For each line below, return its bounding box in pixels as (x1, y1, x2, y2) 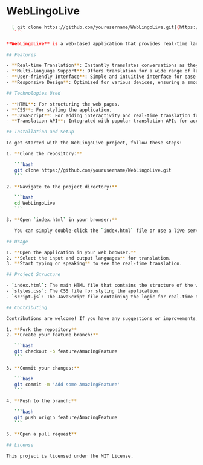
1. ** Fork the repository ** (6, 326, 77, 333)
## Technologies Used (6, 90, 61, 96)
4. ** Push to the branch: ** (6, 398, 77, 404)
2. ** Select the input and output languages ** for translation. (6, 255, 172, 261)
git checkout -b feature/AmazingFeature (14, 348, 118, 354)
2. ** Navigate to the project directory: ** (6, 184, 118, 190)
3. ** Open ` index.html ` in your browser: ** (6, 217, 118, 223)
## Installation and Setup (6, 129, 74, 135)
